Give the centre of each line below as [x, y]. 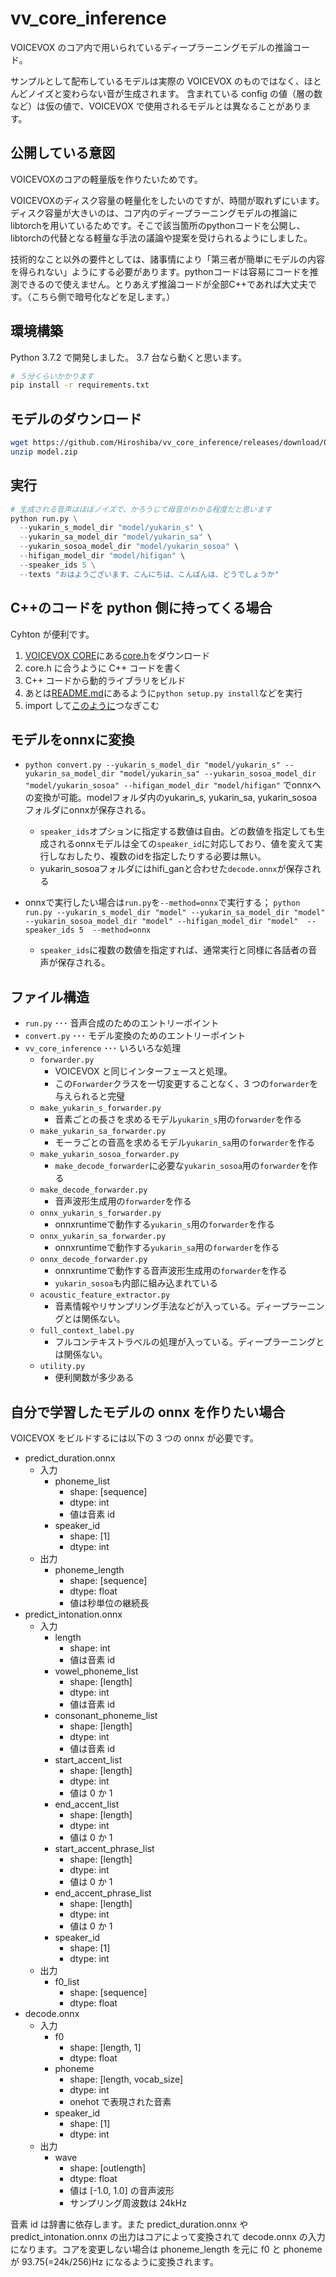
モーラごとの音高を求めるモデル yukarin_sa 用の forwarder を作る [185, 1143]
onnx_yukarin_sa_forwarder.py [103, 1237]
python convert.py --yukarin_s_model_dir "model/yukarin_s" [152, 765]
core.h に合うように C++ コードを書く [103, 668]
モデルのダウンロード [76, 418]
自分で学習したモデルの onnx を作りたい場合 [148, 1412]
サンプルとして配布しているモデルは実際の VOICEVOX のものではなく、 [157, 81]
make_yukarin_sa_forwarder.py [103, 1132]
